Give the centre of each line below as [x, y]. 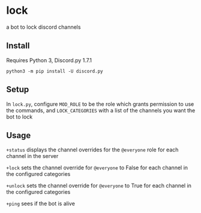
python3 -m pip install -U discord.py [55, 71]
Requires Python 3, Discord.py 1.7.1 [49, 60]
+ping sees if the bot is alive [40, 203]
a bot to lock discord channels [43, 27]
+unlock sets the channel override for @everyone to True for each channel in [99, 185]
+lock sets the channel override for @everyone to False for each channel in [97, 168]
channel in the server [32, 156]
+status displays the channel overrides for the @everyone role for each [92, 150]
